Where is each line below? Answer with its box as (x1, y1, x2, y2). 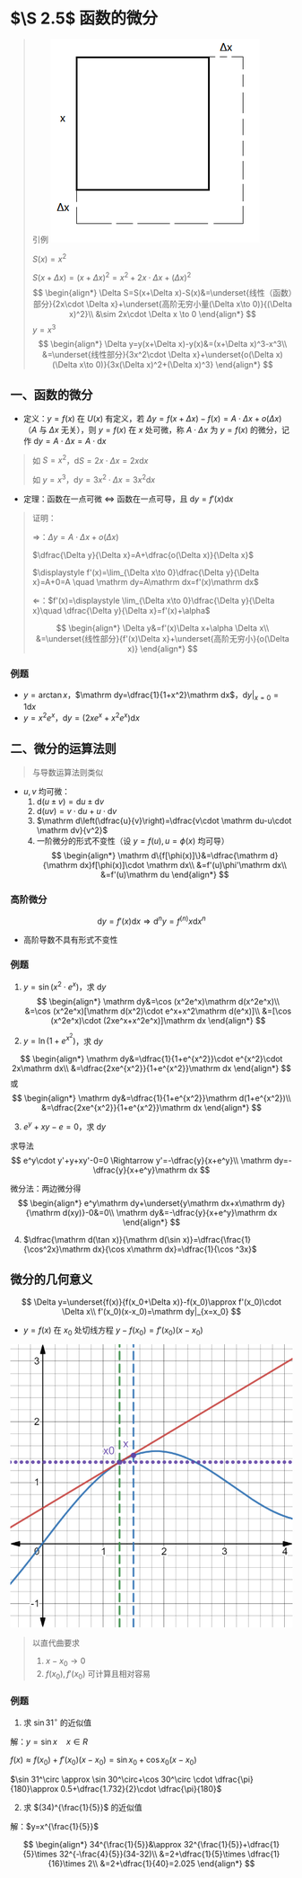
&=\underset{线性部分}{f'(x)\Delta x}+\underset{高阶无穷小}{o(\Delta (35, 633, 289, 644)
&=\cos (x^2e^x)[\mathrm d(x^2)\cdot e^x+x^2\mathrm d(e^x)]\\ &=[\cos (24, 1005, 292, 1016)
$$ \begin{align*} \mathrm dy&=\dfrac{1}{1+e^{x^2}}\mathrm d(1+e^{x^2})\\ (11, 1093, 292, 1103)
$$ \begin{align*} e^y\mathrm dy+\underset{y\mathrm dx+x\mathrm (17, 1197, 272, 1209)
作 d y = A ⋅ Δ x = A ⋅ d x (22, 435, 107, 446)
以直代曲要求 (31, 1637, 80, 1649)
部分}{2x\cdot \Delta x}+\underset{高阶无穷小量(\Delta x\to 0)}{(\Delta (32, 298, 292, 310)
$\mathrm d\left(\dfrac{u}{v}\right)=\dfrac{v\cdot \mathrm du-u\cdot (36, 815, 292, 826)
